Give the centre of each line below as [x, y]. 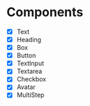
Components [45, 12]
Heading [29, 40]
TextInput [30, 63]
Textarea [29, 72]
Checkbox [31, 79]
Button [26, 55]
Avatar [26, 87]
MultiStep [30, 95]
